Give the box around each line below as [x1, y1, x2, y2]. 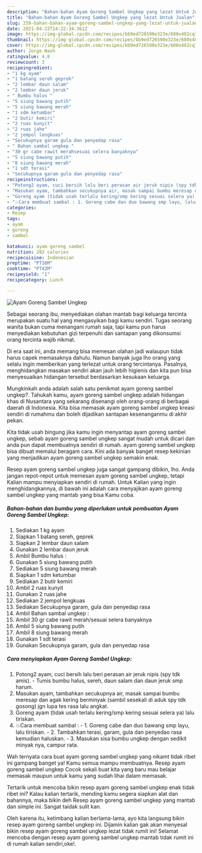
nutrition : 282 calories [7, 249, 69, 255]
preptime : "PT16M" [7, 260, 53, 266]
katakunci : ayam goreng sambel [7, 243, 85, 250]
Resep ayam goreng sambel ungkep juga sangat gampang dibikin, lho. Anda [7, 466, 195, 473]
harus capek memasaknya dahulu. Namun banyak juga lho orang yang [7, 354, 181, 361]
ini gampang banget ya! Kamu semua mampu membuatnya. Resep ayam [7, 759, 185, 766]
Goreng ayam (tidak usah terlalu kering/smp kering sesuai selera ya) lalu [15, 709, 194, 716]
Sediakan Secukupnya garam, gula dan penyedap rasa [15, 603, 150, 611]
